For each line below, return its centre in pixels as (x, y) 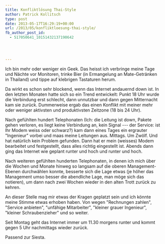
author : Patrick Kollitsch (33, 14)
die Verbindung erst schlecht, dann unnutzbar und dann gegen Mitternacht (82, 99)
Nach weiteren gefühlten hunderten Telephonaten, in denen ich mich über (80, 161)
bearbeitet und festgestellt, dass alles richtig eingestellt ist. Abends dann (79, 146)
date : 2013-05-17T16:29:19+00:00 (40, 24)
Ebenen (13, 171)
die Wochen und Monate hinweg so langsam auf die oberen (66, 166)
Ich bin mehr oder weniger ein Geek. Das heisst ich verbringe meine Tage (80, 69)
